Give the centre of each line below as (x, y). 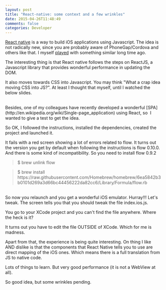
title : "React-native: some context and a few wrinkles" (65, 14)
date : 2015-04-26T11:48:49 (33, 19)
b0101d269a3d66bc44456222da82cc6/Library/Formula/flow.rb (82, 183)
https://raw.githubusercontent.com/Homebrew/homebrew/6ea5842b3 (89, 177)
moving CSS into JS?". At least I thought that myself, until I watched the (78, 87)
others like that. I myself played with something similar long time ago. (76, 53)
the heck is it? (19, 217)
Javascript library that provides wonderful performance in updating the (78, 68)
